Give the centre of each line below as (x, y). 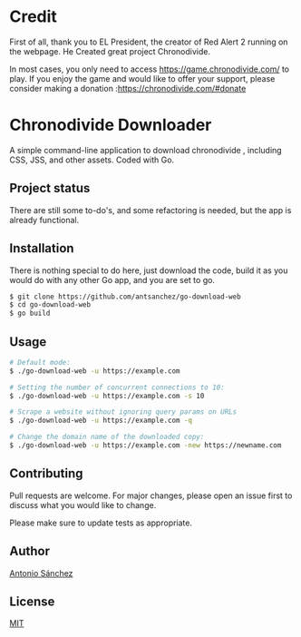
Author (29, 551)
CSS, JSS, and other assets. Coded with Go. (92, 160)
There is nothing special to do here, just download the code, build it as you (149, 270)
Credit (33, 17)
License (32, 601)
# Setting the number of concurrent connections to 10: (117, 387)
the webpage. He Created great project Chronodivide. (110, 51)
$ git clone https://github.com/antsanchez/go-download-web (126, 297)
